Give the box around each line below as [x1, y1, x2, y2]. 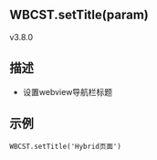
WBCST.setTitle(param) [9, 7, 149, 23]
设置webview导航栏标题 [22, 86, 113, 97]
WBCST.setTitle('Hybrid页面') [9, 142, 121, 152]
